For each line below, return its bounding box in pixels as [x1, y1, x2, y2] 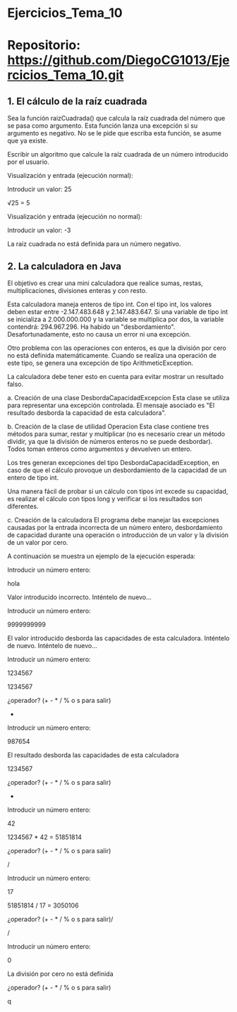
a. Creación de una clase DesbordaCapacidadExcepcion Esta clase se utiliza [7, 394, 230, 402]
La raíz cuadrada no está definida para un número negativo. [7, 240, 181, 248]
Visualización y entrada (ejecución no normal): [7, 212, 142, 221]
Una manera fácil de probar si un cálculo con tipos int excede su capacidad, [7, 487, 229, 495]
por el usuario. [7, 157, 49, 167]
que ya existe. [7, 136, 48, 145]
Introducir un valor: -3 [7, 226, 71, 234]
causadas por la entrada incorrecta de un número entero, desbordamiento [7, 524, 223, 531]
